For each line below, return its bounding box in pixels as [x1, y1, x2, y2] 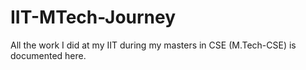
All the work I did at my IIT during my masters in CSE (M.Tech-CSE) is [10, 39, 297, 51]
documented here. [10, 49, 87, 61]
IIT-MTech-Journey [10, 6, 177, 29]
